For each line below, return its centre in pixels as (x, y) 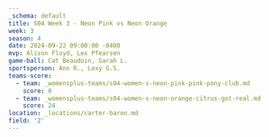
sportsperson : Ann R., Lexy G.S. (64, 68)
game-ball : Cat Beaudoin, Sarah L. (68, 61)
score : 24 (39, 106)
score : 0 (37, 91)
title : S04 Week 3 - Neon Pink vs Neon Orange (88, 23)
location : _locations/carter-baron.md (73, 114)
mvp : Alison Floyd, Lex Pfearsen (64, 53)
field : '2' (27, 121)
